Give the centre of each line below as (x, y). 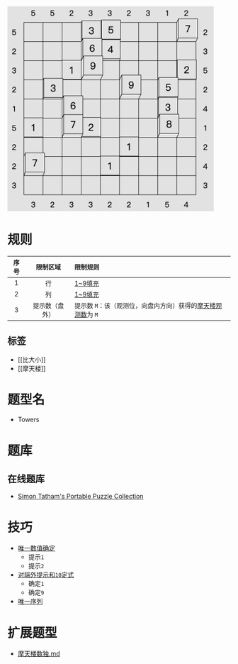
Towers (28, 420)
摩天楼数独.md (39, 654)
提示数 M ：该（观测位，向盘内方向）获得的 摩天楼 (145, 306)
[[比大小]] (32, 359)
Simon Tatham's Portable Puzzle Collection (80, 497)
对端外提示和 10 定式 (46, 575)
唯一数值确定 (36, 548)
